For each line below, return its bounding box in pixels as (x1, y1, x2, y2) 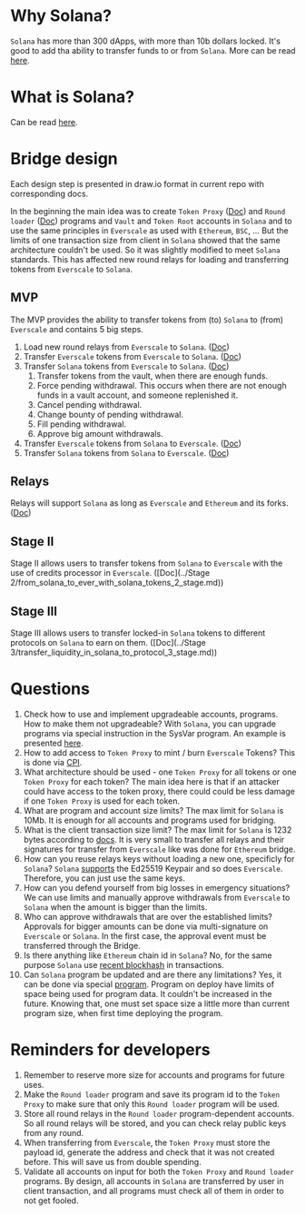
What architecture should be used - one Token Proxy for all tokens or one (23, 766, 297, 777)
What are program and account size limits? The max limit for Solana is (23, 805, 284, 815)
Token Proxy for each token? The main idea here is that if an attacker (23, 776, 281, 786)
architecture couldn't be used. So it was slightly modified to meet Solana (10, 244, 281, 255)
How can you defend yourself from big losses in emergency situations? (23, 883, 291, 893)
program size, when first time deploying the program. (23, 1008, 223, 1018)
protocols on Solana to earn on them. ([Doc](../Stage (10, 637, 207, 648)
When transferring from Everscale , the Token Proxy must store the (23, 1137, 271, 1148)
